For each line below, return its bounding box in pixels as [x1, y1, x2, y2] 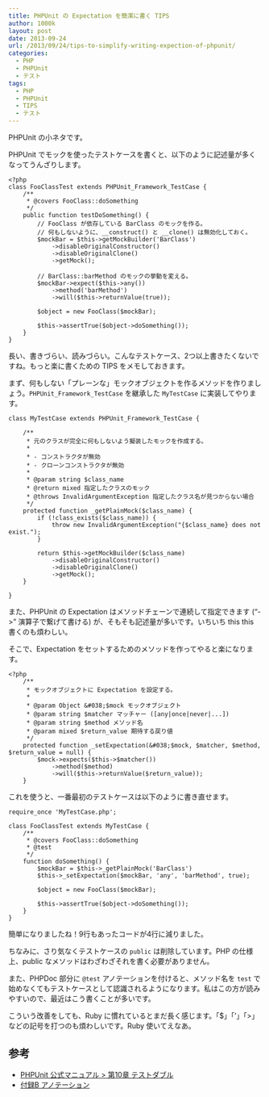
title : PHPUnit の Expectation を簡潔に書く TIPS [8, 11, 170, 20]
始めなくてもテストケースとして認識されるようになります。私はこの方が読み [8, 984, 261, 993]
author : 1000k [8, 19, 56, 27]
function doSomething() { [23, 857, 110, 865]
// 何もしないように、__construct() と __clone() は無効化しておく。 [37, 228, 252, 237]
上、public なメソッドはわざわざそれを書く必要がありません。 [8, 957, 214, 965]
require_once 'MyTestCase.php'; [8, 808, 117, 816]
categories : [8, 49, 48, 57]
